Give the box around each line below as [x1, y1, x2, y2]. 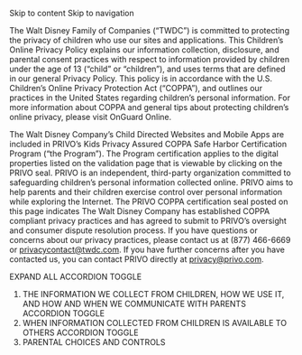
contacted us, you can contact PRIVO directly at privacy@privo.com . [9, 254, 264, 265]
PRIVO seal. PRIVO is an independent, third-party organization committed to [9, 167, 291, 178]
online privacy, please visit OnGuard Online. [9, 112, 172, 122]
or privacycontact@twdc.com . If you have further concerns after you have [9, 244, 286, 255]
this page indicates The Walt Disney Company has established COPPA [9, 206, 270, 216]
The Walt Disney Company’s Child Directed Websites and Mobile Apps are [9, 129, 285, 139]
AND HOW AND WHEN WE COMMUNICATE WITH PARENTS [22, 298, 246, 309]
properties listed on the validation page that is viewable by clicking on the [9, 158, 283, 168]
